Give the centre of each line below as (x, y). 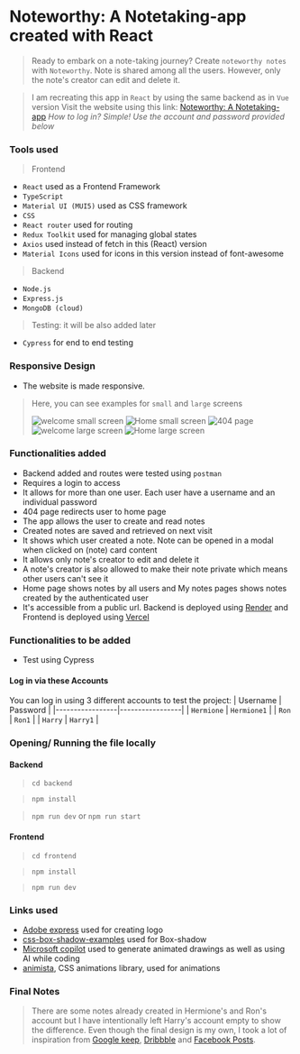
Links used (34, 910)
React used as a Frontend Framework (91, 187)
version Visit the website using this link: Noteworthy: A (132, 106)
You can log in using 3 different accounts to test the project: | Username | (145, 701)
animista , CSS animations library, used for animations (121, 967)
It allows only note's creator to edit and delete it (111, 559)
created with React (82, 36)
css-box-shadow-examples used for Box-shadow (114, 939)
